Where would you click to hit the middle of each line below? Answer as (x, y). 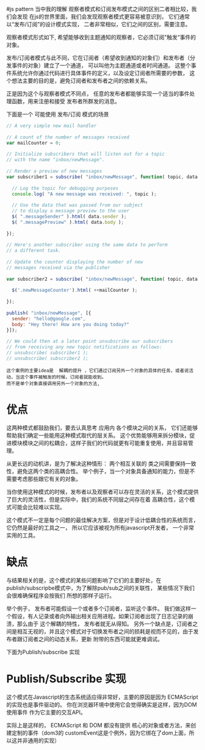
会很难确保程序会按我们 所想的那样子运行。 (60, 595)
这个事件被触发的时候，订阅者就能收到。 (63, 377)
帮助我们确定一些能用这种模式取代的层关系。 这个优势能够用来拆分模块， (98, 435)
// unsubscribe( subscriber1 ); (47, 353)
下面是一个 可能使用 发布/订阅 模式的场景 (58, 114)
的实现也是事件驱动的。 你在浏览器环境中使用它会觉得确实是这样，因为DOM (102, 704)
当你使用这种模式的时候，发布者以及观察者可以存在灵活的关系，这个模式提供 (103, 492)
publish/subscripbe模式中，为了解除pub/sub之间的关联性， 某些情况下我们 (101, 588)
